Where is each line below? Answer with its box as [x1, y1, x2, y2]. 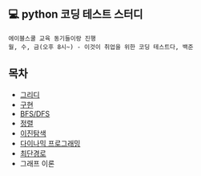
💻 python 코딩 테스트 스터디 [8, 7, 143, 22]
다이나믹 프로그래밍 [19, 138, 81, 148]
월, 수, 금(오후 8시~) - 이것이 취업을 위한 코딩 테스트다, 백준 [8, 43, 194, 51]
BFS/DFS [19, 108, 50, 118]
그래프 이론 [19, 158, 55, 168]
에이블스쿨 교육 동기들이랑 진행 [8, 35, 96, 43]
